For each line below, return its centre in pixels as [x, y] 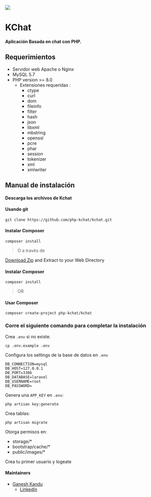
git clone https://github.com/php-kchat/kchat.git [59, 220]
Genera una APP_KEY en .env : [34, 395]
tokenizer [37, 159]
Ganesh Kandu [28, 484]
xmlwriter [37, 170]
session [35, 154]
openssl [35, 138]
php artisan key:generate [32, 404]
